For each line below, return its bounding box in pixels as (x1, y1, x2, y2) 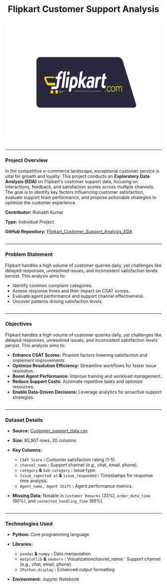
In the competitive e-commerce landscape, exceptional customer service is (5, 168, 160, 174)
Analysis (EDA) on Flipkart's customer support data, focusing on (5, 179, 138, 185)
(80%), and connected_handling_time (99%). (12, 498, 103, 504)
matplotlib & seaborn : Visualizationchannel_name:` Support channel (19, 556, 161, 562)
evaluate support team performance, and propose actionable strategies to (5, 195, 157, 201)
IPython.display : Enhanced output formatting (19, 567, 115, 573)
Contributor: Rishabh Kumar (5, 210, 64, 216)
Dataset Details (5, 416, 43, 423)
